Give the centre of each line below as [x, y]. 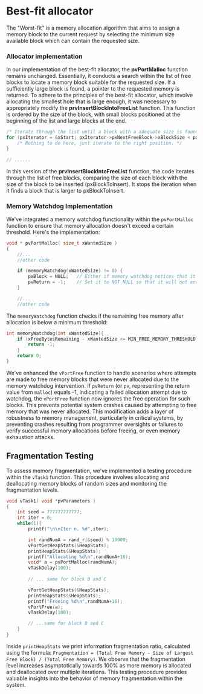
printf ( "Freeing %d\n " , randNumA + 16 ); [75, 601]
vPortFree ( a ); [46, 607]
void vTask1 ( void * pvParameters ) [51, 501]
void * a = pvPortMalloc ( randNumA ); [73, 562]
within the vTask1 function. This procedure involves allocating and [88, 477]
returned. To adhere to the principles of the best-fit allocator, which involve [100, 95]
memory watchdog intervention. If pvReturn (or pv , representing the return [98, 385]
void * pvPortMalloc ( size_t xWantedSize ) [62, 243]
